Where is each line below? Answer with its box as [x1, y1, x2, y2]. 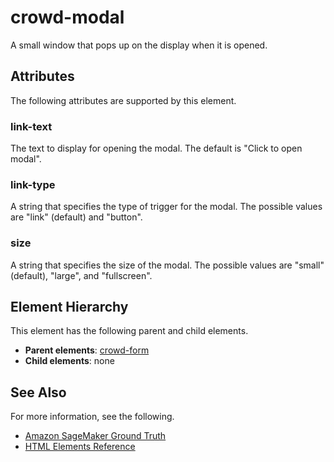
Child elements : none [24, 355, 115, 367]
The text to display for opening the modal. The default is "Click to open [10, 142, 303, 155]
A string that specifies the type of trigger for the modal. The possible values [10, 201, 323, 213]
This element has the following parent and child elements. [10, 325, 249, 337]
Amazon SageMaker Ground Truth [24, 430, 167, 442]
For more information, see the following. [10, 411, 175, 423]
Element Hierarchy [10, 299, 129, 316]
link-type [10, 177, 56, 191]
